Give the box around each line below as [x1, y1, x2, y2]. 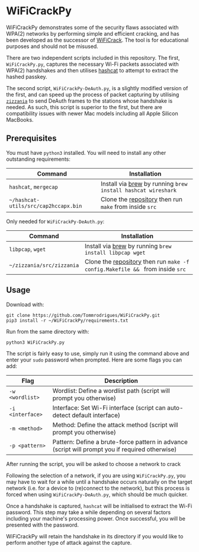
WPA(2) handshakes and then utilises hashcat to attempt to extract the [6, 66, 179, 74]
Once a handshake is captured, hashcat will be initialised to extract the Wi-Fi [6, 502, 192, 509]
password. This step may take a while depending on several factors [6, 509, 171, 516]
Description [104, 376, 138, 385]
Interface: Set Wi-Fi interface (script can [52, 404, 166, 412]
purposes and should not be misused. [6, 43, 99, 50]
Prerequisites [6, 134, 57, 144]
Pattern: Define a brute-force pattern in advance [52, 437, 188, 446]
